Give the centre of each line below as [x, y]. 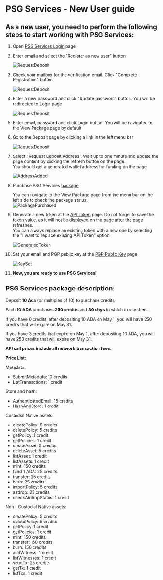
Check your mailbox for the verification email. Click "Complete [75, 75]
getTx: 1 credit [26, 568]
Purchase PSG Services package [46, 185]
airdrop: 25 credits [31, 492]
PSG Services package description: [60, 289]
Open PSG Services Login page [44, 46]
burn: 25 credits [29, 482]
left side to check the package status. [50, 200]
